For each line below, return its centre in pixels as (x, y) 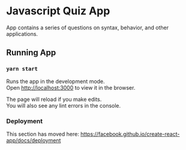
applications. (22, 33)
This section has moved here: (43, 134)
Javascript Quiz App (58, 11)
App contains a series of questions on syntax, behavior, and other (88, 27)
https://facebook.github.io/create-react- (130, 134)
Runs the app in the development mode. (55, 81)
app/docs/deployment (34, 140)
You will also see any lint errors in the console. (64, 105)
